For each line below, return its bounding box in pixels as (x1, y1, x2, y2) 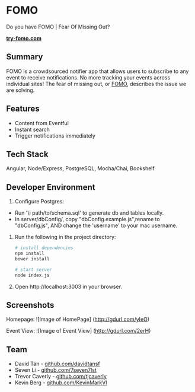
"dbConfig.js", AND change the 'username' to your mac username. (14, 222, 178, 229)
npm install (14, 250, 44, 257)
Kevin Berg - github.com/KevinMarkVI (14, 379, 108, 386)
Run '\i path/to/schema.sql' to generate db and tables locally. (14, 209, 164, 216)
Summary (6, 52, 43, 62)
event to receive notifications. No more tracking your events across (6, 74, 171, 81)
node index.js (14, 272, 50, 278)
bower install (14, 256, 50, 262)
